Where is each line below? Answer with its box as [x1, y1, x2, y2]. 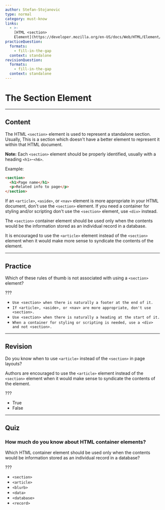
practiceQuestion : [5, 39, 43, 44]
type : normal [5, 12, 32, 17]
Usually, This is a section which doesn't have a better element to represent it [5, 136, 160, 142]
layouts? [5, 360, 22, 366]
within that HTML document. [5, 141, 63, 148]
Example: [5, 166, 24, 172]
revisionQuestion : [5, 58, 43, 62]
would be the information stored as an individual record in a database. [5, 223, 147, 229]
